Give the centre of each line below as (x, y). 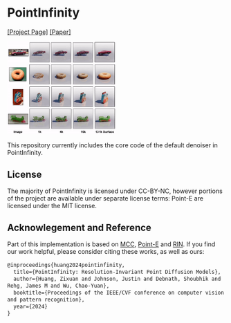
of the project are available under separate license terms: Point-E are (105, 199)
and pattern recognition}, (46, 300)
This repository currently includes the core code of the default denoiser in (112, 145)
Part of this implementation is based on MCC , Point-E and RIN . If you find (111, 244)
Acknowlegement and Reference (80, 227)
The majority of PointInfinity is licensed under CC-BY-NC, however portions (115, 191)
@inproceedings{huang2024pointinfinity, (66, 265)
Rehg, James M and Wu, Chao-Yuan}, (58, 286)
